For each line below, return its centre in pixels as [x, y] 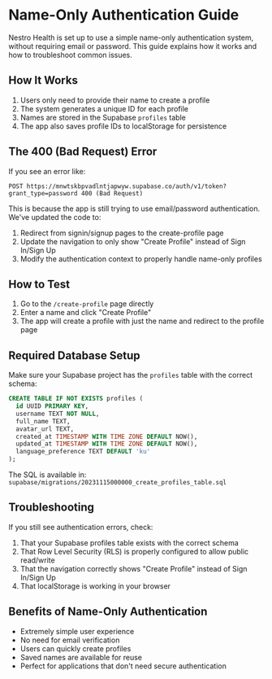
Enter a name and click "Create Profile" [86, 313]
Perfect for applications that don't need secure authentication [123, 666]
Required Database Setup [74, 355]
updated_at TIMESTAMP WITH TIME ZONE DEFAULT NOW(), [107, 444]
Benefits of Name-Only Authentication [108, 612]
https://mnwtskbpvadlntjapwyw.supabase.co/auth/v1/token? [127, 186]
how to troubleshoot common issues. [70, 55]
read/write [37, 560]
